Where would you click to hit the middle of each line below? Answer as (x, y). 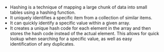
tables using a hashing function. (43, 12)
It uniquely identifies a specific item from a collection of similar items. (81, 18)
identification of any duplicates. (42, 44)
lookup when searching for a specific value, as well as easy (71, 39)
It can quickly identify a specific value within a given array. (70, 23)
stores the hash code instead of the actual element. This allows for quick (84, 33)
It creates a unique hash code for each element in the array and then (80, 28)
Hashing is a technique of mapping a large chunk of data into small (79, 7)
